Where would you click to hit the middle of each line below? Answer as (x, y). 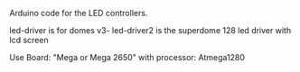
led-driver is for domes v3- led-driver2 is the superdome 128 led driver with (150, 30)
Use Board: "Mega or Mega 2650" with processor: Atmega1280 (127, 57)
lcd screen (29, 40)
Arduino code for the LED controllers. (79, 13)
